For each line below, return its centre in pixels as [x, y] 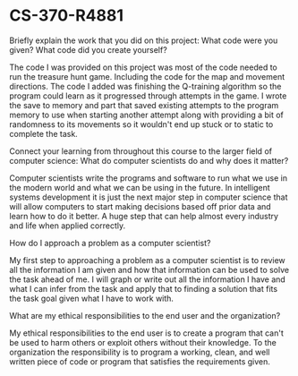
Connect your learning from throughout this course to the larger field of [141, 151]
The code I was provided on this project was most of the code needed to [143, 67]
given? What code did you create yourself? [88, 49]
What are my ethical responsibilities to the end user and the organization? [145, 315]
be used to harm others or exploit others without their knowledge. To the [143, 342]
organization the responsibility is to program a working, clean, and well [140, 352]
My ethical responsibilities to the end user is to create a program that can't [147, 333]
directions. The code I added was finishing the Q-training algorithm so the [145, 86]
